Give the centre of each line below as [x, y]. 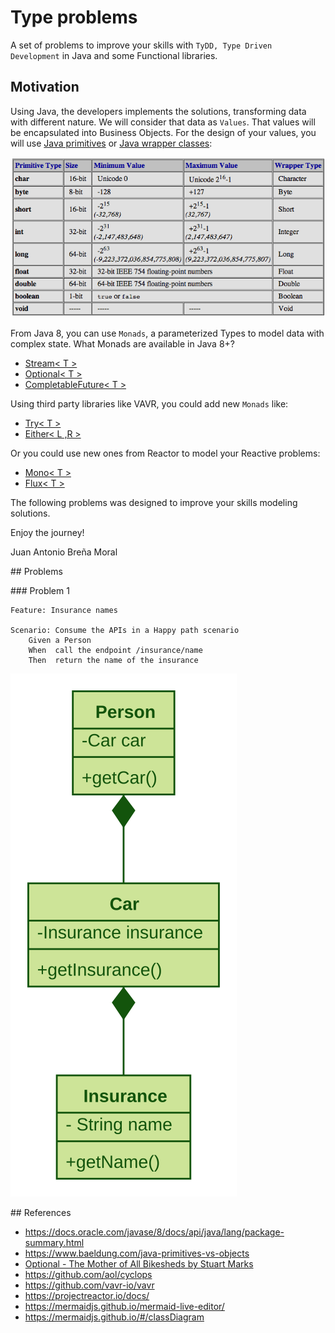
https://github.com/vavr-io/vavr [89, 1285]
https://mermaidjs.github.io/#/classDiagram [114, 1317]
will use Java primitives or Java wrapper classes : [111, 143]
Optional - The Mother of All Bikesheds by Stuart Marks [139, 1264]
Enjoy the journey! [47, 533]
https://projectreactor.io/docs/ [87, 1296]
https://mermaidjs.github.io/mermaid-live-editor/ [124, 1307]
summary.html [54, 1243]
